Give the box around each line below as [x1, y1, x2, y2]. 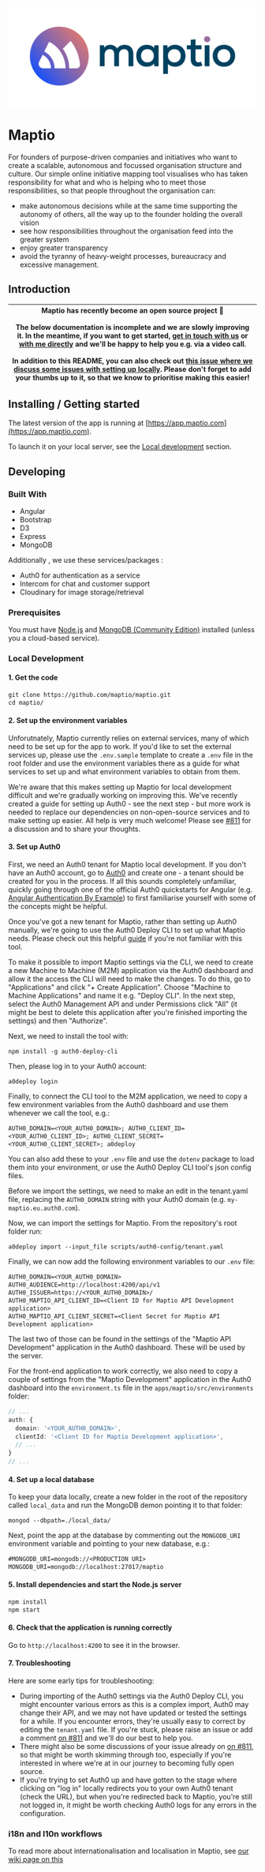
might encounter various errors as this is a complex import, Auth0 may [19, 1699, 249, 1709]
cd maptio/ [8, 699, 44, 707]
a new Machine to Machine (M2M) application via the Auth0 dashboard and [8, 965, 254, 975]
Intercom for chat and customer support [19, 579, 151, 589]
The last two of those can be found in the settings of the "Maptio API [8, 1334, 231, 1343]
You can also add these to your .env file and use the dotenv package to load [8, 1154, 255, 1163]
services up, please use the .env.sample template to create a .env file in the [8, 750, 254, 759]
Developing [8, 465, 65, 478]
